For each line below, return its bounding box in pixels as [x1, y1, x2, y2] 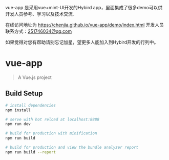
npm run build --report [5, 149, 56, 155]
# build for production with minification [5, 131, 97, 136]
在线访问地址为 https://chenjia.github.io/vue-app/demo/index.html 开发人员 [5, 22, 164, 28]
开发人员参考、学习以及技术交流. [5, 11, 74, 17]
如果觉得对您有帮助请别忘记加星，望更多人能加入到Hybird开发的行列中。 [5, 39, 159, 45]
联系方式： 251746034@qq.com [5, 28, 72, 34]
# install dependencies [5, 103, 56, 108]
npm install [5, 107, 31, 113]
